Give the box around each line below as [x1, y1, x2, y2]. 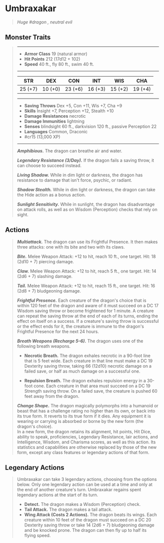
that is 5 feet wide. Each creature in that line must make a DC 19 [24, 357, 153, 364]
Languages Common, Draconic [24, 128, 88, 134]
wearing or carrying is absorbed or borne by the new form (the [17, 418, 144, 424]
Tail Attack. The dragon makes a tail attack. [24, 506, 113, 513]
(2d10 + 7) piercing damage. [17, 258, 74, 264]
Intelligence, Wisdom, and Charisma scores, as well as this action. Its [17, 439, 156, 445]
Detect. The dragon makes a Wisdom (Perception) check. [24, 501, 141, 507]
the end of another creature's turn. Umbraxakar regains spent [17, 487, 142, 493]
